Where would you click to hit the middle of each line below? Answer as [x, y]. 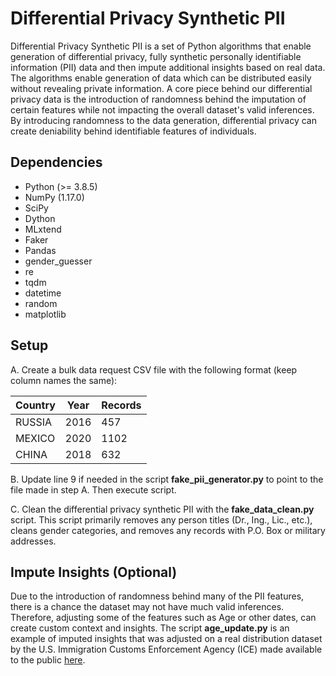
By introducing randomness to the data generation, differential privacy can [163, 120]
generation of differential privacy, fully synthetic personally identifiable [156, 56]
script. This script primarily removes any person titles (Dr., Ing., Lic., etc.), [161, 519]
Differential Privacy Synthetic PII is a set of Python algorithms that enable [161, 46]
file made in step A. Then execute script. [93, 489]
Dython [40, 218]
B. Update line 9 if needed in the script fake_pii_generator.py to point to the [167, 479]
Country [35, 405]
